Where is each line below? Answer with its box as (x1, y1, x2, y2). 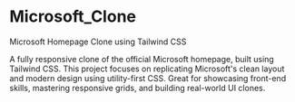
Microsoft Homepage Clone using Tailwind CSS (9, 36, 187, 47)
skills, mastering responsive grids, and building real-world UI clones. (9, 82, 266, 93)
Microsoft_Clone (9, 6, 136, 27)
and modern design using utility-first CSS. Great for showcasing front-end (9, 72, 287, 83)
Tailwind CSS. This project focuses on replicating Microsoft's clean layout (9, 63, 285, 74)
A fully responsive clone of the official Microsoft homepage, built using (9, 53, 274, 64)
